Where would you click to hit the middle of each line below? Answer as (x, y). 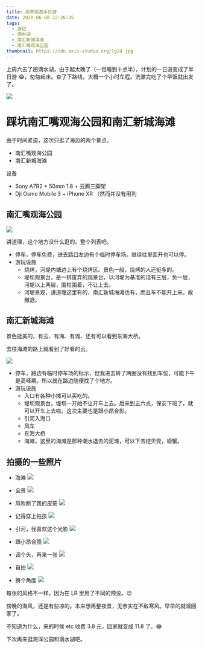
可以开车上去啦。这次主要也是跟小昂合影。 (77, 411)
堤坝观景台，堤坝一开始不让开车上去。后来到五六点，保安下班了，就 (109, 403)
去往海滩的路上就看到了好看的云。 (49, 349)
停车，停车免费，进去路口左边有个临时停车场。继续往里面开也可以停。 (102, 254)
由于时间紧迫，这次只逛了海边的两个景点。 (59, 140)
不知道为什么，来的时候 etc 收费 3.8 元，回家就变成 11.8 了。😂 (84, 626)
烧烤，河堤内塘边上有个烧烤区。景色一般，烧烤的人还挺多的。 (101, 269)
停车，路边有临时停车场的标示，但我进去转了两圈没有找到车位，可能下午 (105, 373)
